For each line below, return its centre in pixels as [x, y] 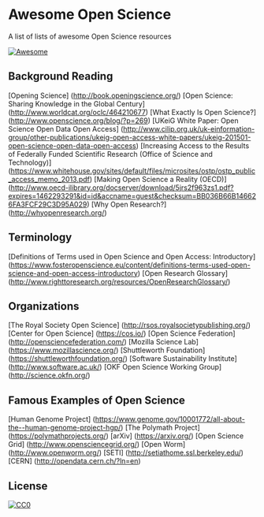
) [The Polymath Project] [161, 428]
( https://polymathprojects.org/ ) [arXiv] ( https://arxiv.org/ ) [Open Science [126, 436]
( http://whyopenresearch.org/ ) [58, 212]
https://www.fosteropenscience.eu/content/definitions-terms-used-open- [130, 265]
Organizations [44, 306]
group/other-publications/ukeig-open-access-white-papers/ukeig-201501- [130, 137]
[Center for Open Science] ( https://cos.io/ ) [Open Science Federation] [122, 333]
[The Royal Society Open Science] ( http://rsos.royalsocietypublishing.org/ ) [129, 325]
